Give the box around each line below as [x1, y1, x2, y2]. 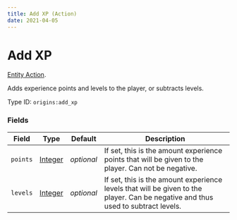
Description [145, 133, 186, 143]
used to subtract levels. [104, 201, 182, 211]
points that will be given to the [104, 154, 204, 164]
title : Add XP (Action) [7, 10, 78, 18]
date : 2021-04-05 [7, 17, 59, 24]
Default [71, 133, 97, 143]
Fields [7, 116, 29, 126]
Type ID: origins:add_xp [7, 98, 78, 106]
